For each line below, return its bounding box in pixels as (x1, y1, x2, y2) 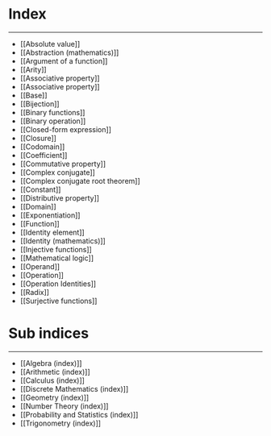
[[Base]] (19, 90, 48, 100)
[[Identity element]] (19, 227, 85, 237)
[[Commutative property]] (19, 159, 106, 168)
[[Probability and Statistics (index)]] (19, 409, 139, 419)
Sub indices (8, 324, 90, 343)
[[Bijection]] (19, 98, 60, 109)
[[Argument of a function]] (19, 56, 108, 65)
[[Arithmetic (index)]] (19, 367, 90, 376)
